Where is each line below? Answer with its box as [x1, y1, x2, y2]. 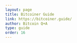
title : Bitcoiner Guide [5, 12, 55, 17]
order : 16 [5, 30, 26, 35]
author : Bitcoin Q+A [5, 21, 48, 26]
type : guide [5, 26, 30, 31]
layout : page [5, 7, 32, 12]
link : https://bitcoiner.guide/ [5, 16, 72, 21]
